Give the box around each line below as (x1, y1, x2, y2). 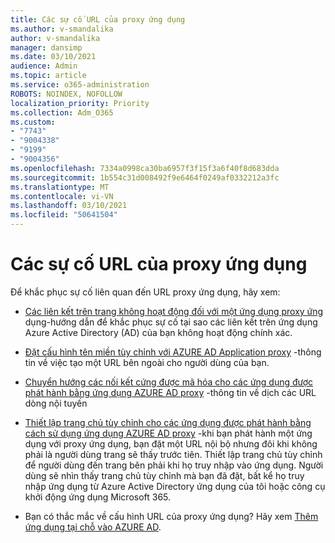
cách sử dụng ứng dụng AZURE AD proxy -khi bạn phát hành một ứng (24, 427, 313, 439)
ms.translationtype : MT (10, 182, 110, 192)
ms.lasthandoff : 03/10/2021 (10, 201, 128, 211)
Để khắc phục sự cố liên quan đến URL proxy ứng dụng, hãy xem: (10, 286, 281, 298)
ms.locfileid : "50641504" (10, 210, 118, 220)
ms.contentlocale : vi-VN (10, 191, 114, 201)
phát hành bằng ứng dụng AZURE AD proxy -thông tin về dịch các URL (24, 386, 317, 398)
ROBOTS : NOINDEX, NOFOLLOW (10, 89, 123, 99)
